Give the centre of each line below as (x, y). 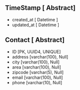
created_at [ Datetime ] (35, 19)
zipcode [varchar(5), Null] (38, 72)
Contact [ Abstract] (35, 40)
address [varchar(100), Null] (40, 57)
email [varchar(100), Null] (37, 77)
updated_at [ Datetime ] (36, 25)
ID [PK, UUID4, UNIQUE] (36, 52)
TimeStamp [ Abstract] (40, 8)
